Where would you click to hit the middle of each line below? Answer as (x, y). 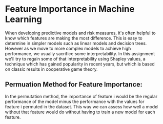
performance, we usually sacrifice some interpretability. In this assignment (80, 53)
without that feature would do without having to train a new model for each (80, 112)
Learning (24, 19)
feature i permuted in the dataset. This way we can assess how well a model (82, 106)
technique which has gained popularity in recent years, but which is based (80, 64)
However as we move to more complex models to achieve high (68, 48)
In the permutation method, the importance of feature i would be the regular (81, 96)
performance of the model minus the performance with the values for (75, 102)
